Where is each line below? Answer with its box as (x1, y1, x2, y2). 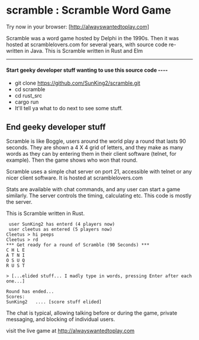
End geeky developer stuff (6, 122, 106, 132)
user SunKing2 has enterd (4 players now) (8, 221, 115, 227)
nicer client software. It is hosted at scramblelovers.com (6, 174, 143, 181)
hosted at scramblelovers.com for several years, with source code (6, 41, 168, 48)
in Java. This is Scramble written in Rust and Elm (24, 47, 143, 54)
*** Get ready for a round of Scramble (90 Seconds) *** (6, 242, 150, 248)
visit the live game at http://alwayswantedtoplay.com (6, 327, 135, 334)
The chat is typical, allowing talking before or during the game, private (6, 309, 178, 316)
